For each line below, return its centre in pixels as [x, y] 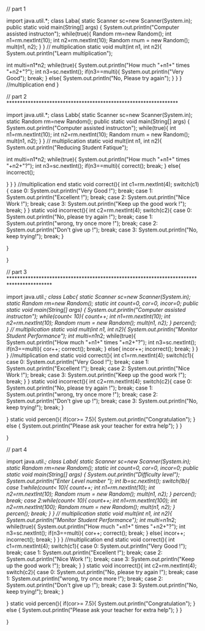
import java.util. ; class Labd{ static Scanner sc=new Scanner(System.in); [99, 461]
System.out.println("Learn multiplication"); [60, 53]
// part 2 [17, 96]
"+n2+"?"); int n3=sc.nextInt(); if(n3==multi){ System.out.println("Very [95, 72]
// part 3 [17, 272]
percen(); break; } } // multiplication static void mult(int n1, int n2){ [89, 513]
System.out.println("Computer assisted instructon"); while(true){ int [91, 128]
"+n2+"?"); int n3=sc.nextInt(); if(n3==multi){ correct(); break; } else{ [94, 166]
